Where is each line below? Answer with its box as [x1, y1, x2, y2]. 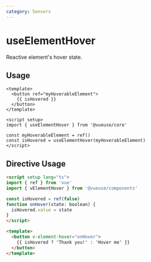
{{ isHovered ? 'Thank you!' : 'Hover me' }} [16, 239, 130, 245]
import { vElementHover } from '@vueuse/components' [6, 185, 138, 191]
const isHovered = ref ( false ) [6, 195, 80, 202]
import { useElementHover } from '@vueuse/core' [6, 122, 127, 128]
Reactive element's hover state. [6, 54, 83, 61]
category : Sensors [6, 8, 51, 15]
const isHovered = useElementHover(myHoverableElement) [6, 138, 146, 144]
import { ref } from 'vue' [6, 180, 72, 186]
